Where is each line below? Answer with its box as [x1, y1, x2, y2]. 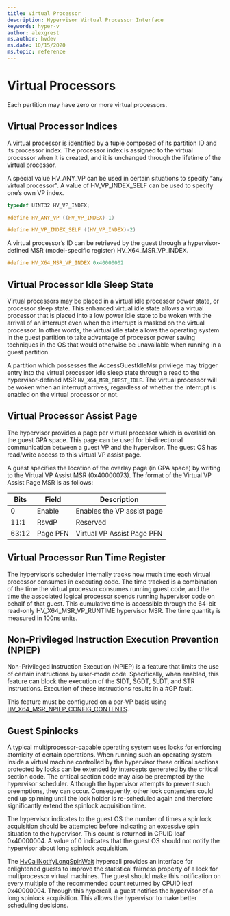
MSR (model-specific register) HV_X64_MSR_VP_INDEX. [30, 247, 189, 255]
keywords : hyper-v [7, 23, 60, 30]
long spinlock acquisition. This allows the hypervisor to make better [7, 894, 197, 902]
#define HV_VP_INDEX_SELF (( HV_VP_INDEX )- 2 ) [7, 227, 136, 233]
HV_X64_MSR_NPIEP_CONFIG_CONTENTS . [7, 705, 129, 713]
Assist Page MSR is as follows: [7, 478, 94, 486]
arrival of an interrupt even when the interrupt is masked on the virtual [7, 319, 205, 327]
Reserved [75, 517, 107, 527]
